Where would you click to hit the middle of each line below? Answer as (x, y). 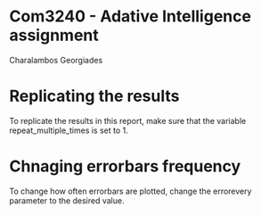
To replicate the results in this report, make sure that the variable (128, 120)
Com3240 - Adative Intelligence (130, 17)
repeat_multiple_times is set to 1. (69, 130)
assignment (54, 35)
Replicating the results (94, 96)
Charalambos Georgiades (56, 60)
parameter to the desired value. (67, 200)
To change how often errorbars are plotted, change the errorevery (130, 191)
